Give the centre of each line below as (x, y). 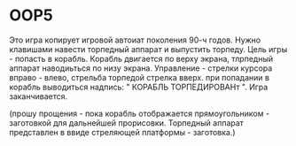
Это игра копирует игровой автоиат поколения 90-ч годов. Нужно (135, 40)
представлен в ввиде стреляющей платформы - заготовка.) (123, 132)
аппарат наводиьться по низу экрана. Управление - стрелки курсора (141, 68)
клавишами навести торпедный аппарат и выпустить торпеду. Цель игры (148, 49)
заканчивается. (39, 96)
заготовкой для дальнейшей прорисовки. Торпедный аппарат (126, 123)
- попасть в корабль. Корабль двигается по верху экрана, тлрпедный (141, 58)
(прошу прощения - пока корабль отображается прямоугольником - (140, 113)
